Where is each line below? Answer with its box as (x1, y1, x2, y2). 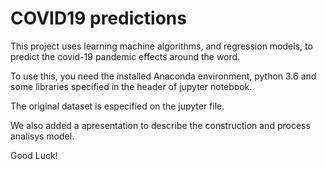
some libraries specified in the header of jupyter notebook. (10, 80, 253, 92)
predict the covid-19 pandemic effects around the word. (10, 50, 241, 62)
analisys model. (10, 130, 75, 142)
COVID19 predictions (10, 7, 187, 30)
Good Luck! (10, 149, 58, 161)
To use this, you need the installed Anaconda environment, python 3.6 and (10, 70, 317, 82)
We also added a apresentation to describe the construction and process (10, 119, 311, 131)
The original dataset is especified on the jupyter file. (10, 100, 225, 112)
